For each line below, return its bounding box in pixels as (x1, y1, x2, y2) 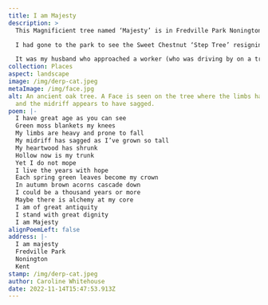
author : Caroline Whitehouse (8, 277, 105, 285)
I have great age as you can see (15, 115, 127, 123)
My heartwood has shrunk (15, 144, 98, 152)
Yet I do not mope (15, 158, 77, 167)
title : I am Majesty (8, 11, 77, 20)
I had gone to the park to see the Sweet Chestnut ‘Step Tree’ (15, 41, 230, 49)
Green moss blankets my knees (15, 122, 116, 130)
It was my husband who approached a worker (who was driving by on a (15, 55, 251, 64)
